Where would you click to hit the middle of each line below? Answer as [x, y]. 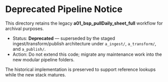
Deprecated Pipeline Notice [64, 9]
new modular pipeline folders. [43, 59]
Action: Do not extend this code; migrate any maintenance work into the [87, 54]
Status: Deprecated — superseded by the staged [64, 38]
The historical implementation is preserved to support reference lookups [80, 69]
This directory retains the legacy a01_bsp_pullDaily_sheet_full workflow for [84, 23]
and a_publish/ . [29, 49]
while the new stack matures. [36, 74]
